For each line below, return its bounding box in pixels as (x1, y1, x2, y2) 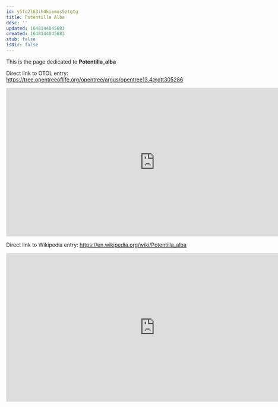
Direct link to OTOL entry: (6, 70, 68, 77)
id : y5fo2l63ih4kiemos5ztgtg (6, 8, 78, 15)
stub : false (6, 36, 36, 42)
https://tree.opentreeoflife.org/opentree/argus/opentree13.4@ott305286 (6, 75, 184, 83)
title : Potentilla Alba (6, 14, 65, 20)
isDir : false (6, 42, 39, 48)
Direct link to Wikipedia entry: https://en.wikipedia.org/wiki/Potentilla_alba (6, 241, 187, 248)
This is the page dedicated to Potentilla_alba (6, 58, 116, 65)
